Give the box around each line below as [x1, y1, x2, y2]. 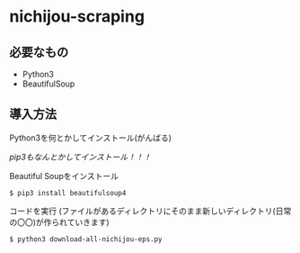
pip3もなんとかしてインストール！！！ [9, 151, 152, 162]
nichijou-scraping [9, 6, 146, 27]
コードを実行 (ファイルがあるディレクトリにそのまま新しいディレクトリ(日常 [9, 205, 292, 216]
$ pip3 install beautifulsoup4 [9, 188, 127, 197]
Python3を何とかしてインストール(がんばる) [9, 132, 172, 143]
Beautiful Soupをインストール [9, 170, 119, 181]
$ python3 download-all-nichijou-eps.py [9, 234, 163, 244]
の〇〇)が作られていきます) [9, 216, 110, 227]
